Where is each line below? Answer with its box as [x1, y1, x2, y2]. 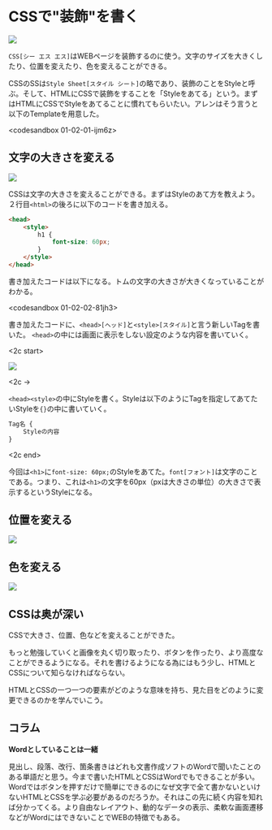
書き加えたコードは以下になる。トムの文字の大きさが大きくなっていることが [8, 276, 265, 286]
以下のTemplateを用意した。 [8, 109, 104, 119]
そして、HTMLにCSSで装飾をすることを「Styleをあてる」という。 [22, 89, 244, 98]
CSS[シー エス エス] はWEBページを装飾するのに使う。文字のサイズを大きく [8, 50, 257, 61]
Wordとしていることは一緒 [8, 744, 99, 754]
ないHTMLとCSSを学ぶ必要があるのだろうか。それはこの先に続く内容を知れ [8, 792, 264, 802]
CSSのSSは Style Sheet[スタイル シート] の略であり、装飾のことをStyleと [8, 78, 249, 88]
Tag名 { [8, 420, 33, 428]
